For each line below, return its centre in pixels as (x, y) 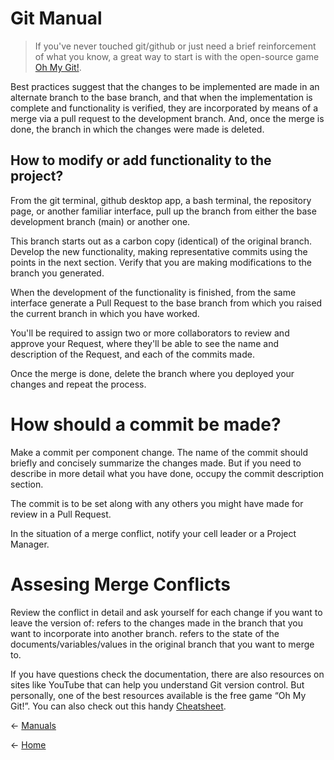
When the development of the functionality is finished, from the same (153, 292)
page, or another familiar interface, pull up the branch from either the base (163, 211)
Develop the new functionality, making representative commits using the (159, 251)
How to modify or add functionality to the (141, 160)
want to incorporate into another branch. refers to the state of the (145, 633)
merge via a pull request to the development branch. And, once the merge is (167, 118)
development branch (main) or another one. (100, 221)
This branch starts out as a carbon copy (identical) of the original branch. (161, 241)
